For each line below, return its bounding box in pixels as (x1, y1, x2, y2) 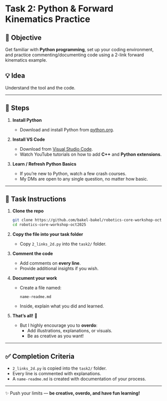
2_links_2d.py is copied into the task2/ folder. (12, 365, 107, 371)
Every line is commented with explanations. (12, 371, 101, 376)
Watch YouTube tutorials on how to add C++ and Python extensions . (19, 151, 162, 157)
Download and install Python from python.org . (19, 126, 114, 132)
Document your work (12, 275, 57, 281)
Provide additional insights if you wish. (19, 266, 99, 272)
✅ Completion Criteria (5, 352, 75, 361)
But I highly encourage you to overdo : (19, 322, 98, 328)
